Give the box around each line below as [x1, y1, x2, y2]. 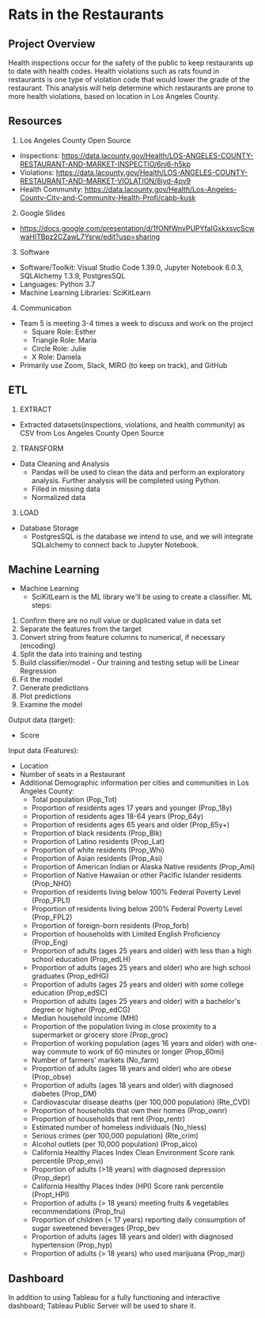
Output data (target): [8, 715, 75, 725]
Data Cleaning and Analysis [19, 459, 110, 468]
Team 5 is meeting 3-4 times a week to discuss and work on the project [19, 318, 254, 328]
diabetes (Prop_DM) [31, 1089, 97, 1099]
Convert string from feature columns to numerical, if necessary [19, 633, 225, 642]
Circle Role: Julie [31, 343, 87, 353]
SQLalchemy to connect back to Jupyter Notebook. [31, 540, 199, 549]
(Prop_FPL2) [31, 912, 73, 922]
